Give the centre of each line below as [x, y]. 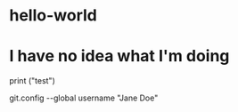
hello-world [53, 16]
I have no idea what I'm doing [119, 56]
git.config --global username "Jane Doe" [84, 98]
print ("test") [32, 81]
